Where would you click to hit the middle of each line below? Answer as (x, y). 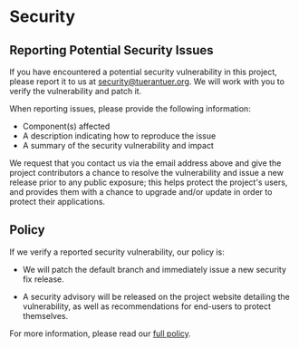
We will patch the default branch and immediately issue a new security (154, 269)
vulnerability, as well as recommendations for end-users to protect (147, 306)
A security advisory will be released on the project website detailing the (156, 296)
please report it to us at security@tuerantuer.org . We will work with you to (147, 82)
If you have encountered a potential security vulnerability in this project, (144, 72)
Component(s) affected (66, 126)
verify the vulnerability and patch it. (76, 91)
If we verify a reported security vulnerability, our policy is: (117, 252)
